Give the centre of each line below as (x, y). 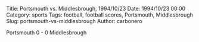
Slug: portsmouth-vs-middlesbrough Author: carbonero (74, 21)
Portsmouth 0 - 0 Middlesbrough (46, 33)
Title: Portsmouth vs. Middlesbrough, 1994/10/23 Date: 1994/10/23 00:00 (96, 9)
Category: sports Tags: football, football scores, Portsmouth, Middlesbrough (100, 15)
